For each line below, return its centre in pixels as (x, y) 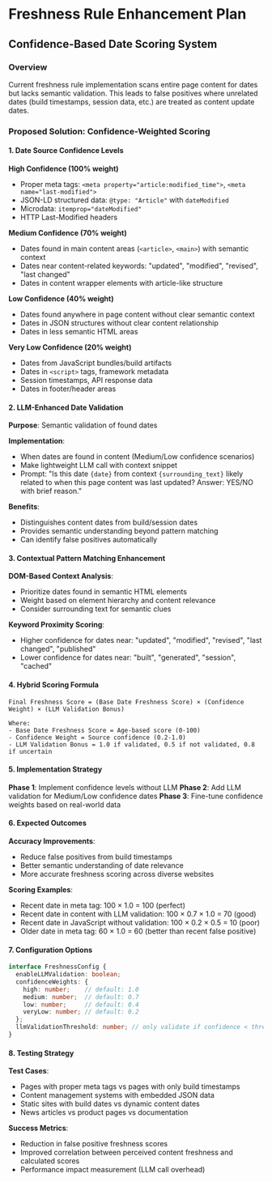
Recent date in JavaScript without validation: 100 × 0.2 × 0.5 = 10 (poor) (140, 923)
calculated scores (50, 1161)
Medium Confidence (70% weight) (68, 233)
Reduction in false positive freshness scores (94, 1144)
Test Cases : (29, 1071)
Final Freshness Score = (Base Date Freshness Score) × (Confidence (126, 702)
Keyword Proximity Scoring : (57, 625)
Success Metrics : (38, 1128)
